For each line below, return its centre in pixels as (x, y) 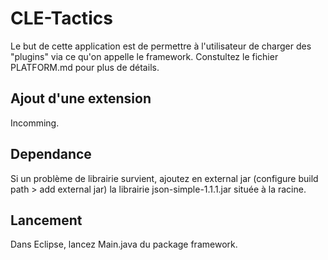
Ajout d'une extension (81, 98)
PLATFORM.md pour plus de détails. (85, 67)
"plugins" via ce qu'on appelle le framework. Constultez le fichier (144, 56)
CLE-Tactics (61, 18)
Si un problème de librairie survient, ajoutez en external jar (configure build (164, 178)
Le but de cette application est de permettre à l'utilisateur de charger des (161, 46)
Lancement (46, 220)
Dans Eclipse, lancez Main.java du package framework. (124, 244)
